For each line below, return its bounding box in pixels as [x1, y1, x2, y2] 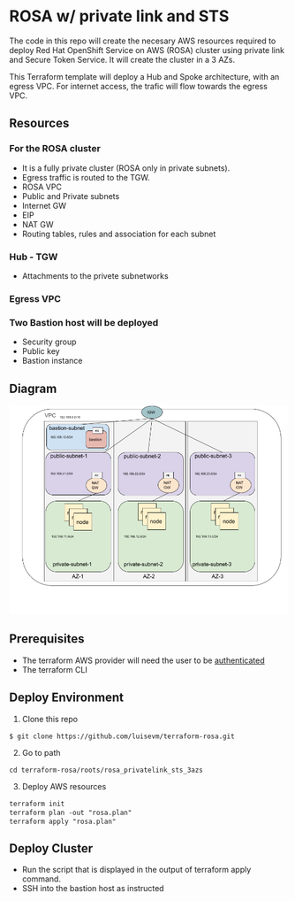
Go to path [21, 747, 61, 758]
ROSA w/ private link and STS [9, 6, 230, 27]
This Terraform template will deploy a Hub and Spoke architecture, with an [9, 71, 280, 81]
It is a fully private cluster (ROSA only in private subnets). [21, 162, 231, 173]
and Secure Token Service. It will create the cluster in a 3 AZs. [9, 54, 236, 65]
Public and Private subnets [21, 190, 120, 201]
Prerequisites [9, 631, 85, 647]
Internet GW [21, 200, 67, 211]
